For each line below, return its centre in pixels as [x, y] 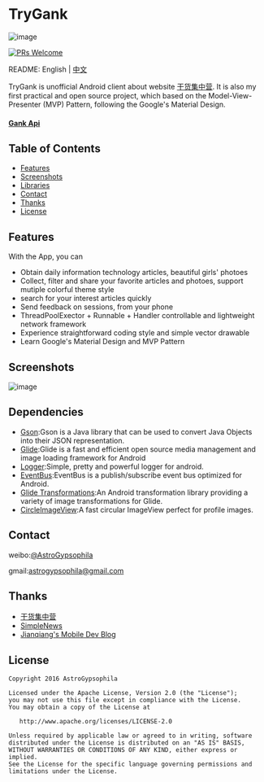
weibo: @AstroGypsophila [51, 555]
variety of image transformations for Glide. [91, 500]
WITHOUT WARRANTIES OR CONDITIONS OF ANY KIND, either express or [123, 750]
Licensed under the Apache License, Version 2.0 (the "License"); [123, 693]
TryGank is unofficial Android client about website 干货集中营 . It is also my [132, 86]
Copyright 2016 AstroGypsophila [63, 679]
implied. [23, 758]
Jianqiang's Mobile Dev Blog [68, 635]
